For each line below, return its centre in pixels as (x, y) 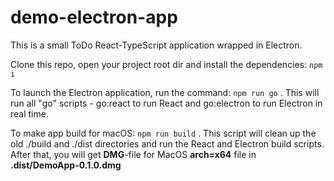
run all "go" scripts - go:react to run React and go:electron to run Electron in (166, 103)
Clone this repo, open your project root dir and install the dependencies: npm (166, 64)
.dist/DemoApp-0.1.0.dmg (66, 165)
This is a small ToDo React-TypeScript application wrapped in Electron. (156, 45)
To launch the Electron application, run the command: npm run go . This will (165, 92)
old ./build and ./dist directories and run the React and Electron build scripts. (167, 143)
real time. (29, 113)
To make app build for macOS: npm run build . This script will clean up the (163, 133)
